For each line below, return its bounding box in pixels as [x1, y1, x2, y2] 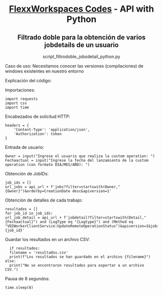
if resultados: [9, 246, 40, 251]
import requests [5, 96, 38, 101]
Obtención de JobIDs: [5, 171, 49, 176]
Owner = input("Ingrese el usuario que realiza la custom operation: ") [5, 154, 155, 159]
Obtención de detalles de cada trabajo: [5, 197, 83, 203]
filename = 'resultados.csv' [9, 250, 68, 255]
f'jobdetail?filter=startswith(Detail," [64, 215, 147, 220]
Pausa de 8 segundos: [5, 276, 50, 281]
